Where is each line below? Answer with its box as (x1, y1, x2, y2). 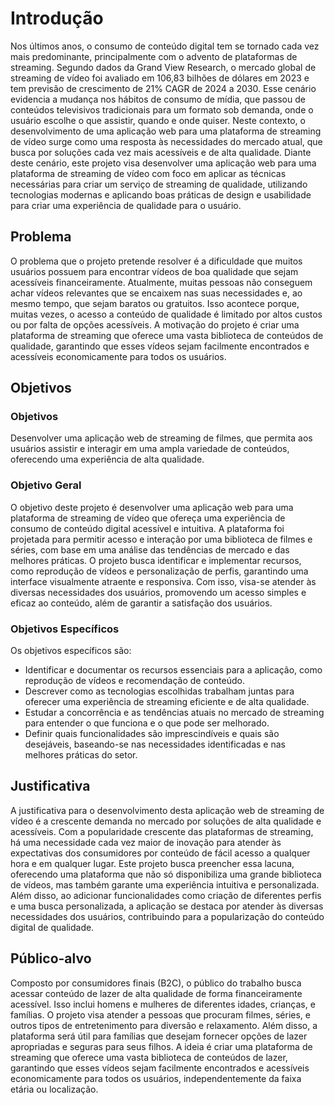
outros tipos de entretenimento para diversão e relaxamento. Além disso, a (10, 1019, 318, 1031)
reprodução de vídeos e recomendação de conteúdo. (24, 675, 245, 687)
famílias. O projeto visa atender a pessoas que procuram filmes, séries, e (10, 1008, 311, 1021)
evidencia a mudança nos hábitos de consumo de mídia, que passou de (10, 93, 306, 105)
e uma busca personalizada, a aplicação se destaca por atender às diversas (10, 900, 324, 912)
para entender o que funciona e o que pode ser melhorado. (24, 717, 270, 729)
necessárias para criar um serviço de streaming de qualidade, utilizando (10, 178, 308, 190)
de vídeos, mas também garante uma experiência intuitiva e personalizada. (10, 878, 320, 891)
